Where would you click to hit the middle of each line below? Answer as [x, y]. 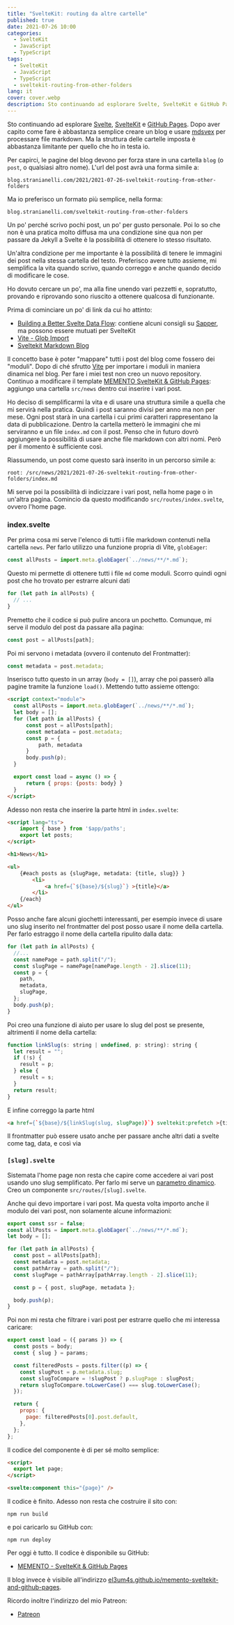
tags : [15, 59]
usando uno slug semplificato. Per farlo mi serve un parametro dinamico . [112, 1183]
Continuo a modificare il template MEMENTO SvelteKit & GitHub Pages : [109, 381]
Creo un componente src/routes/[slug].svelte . [77, 1189]
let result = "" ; [39, 1052]
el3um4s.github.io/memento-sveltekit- [163, 1580]
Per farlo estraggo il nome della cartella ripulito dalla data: [90, 934]
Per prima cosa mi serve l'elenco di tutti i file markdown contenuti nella [109, 540]
